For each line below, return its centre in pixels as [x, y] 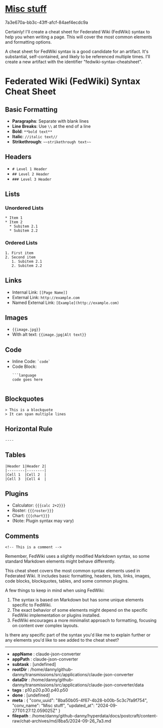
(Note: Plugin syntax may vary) [43, 521]
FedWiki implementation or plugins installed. [56, 615]
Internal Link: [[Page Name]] [40, 292]
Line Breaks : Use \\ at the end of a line [51, 126]
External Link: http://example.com [46, 297]
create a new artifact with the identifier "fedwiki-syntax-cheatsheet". [73, 62]
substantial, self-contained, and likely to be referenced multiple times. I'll [78, 56]
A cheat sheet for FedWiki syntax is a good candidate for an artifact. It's [77, 51]
